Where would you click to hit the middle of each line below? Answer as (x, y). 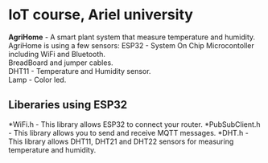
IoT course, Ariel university (101, 15)
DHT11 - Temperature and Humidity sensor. (80, 71)
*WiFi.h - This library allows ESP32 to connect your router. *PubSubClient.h (134, 124)
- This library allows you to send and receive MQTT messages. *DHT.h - (129, 132)
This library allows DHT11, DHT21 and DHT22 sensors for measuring (121, 141)
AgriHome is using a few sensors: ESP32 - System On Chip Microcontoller (132, 45)
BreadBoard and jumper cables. (61, 63)
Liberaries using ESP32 (68, 105)
